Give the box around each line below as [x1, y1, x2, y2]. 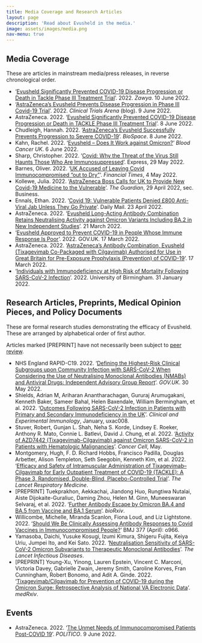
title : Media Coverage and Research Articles [6, 8, 122, 15]
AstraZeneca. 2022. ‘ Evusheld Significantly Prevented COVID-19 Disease [14, 113, 196, 121]
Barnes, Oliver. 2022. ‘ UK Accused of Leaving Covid [14, 164, 145, 172]
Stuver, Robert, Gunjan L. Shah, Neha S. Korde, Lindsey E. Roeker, [14, 423, 179, 430]
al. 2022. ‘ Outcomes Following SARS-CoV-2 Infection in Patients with [14, 404, 186, 411]
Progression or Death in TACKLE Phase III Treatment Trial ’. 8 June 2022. [14, 120, 194, 127]
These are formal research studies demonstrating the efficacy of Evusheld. [6, 323, 192, 330]
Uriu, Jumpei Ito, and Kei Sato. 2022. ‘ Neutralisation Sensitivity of [14, 539, 177, 546]
